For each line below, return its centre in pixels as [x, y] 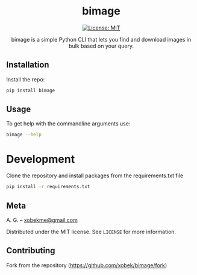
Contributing [31, 251]
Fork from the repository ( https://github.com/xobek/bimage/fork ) [87, 265]
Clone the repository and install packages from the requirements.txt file [95, 175]
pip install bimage [31, 90]
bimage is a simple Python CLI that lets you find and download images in [101, 39]
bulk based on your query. [101, 46]
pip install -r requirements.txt [48, 187]
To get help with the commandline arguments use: [68, 124]
